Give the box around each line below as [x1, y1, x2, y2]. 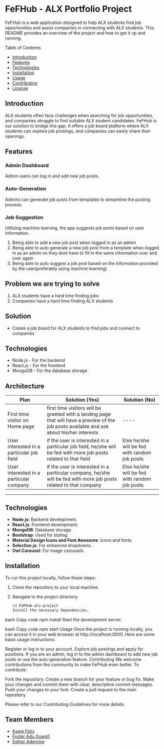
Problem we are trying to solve [5, 280, 100, 288]
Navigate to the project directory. [12, 594, 79, 599]
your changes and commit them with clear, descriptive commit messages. [5, 681, 154, 687]
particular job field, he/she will [46, 443, 116, 450]
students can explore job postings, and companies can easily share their [5, 128, 151, 134]
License [12, 85, 28, 91]
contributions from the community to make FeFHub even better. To [5, 661, 139, 667]
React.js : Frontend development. [12, 522, 79, 528]
